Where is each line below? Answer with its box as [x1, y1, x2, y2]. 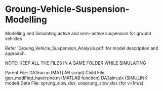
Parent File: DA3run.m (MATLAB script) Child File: [5, 69, 106, 75]
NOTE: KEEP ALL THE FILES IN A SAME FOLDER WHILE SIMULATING [5, 60, 146, 66]
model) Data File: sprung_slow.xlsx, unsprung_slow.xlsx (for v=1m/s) [5, 80, 144, 86]
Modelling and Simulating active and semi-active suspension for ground [5, 30, 152, 36]
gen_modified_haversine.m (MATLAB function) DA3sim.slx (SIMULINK [5, 75, 148, 81]
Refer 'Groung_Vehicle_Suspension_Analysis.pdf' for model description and [5, 45, 159, 51]
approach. [5, 50, 26, 56]
